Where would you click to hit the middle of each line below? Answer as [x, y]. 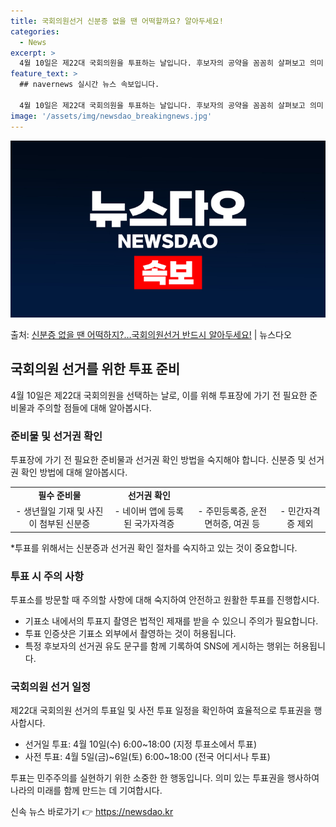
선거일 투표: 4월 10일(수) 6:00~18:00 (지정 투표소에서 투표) [141, 744]
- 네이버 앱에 [140, 511]
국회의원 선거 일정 [51, 687]
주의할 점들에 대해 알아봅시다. [94, 407]
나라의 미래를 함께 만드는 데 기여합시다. [86, 791]
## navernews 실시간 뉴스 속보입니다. [89, 85]
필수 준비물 [60, 495]
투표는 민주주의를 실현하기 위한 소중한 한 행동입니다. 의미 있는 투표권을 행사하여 [165, 778]
